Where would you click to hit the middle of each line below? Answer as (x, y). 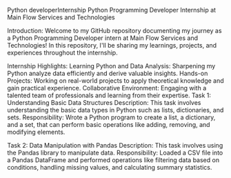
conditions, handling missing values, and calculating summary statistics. (110, 167)
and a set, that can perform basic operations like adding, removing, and (109, 125)
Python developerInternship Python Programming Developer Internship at (111, 10)
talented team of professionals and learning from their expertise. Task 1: (109, 95)
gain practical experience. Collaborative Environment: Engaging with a (107, 88)
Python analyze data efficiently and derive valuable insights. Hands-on (108, 73)
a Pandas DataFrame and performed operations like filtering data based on (113, 160)
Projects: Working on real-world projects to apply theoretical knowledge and (115, 81)
